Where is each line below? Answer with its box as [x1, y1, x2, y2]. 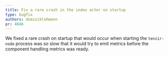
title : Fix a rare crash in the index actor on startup [5, 7, 126, 13]
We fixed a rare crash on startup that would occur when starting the [5, 35, 147, 41]
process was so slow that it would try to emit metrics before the [15, 41, 149, 47]
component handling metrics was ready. [5, 46, 90, 52]
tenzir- [148, 36, 164, 41]
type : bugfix [5, 12, 33, 17]
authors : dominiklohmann [5, 17, 58, 22]
